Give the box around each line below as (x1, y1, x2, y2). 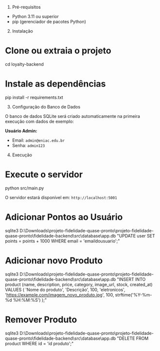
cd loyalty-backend (5, 61, 44, 67)
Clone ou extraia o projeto (5, 45, 111, 56)
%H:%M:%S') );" (13, 297, 47, 303)
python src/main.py (5, 185, 44, 191)
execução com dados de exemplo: (5, 118, 74, 124)
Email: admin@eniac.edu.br (12, 137, 65, 143)
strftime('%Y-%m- (115, 292, 152, 297)
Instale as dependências (5, 78, 106, 90)
